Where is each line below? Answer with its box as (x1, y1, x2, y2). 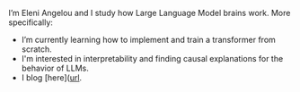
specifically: (8, 17, 53, 28)
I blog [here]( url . (21, 72, 83, 83)
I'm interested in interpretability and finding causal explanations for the (21, 54, 284, 63)
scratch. (21, 44, 53, 54)
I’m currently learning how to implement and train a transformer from (21, 35, 276, 45)
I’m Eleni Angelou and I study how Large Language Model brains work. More (8, 8, 291, 18)
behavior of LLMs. (21, 63, 89, 73)
